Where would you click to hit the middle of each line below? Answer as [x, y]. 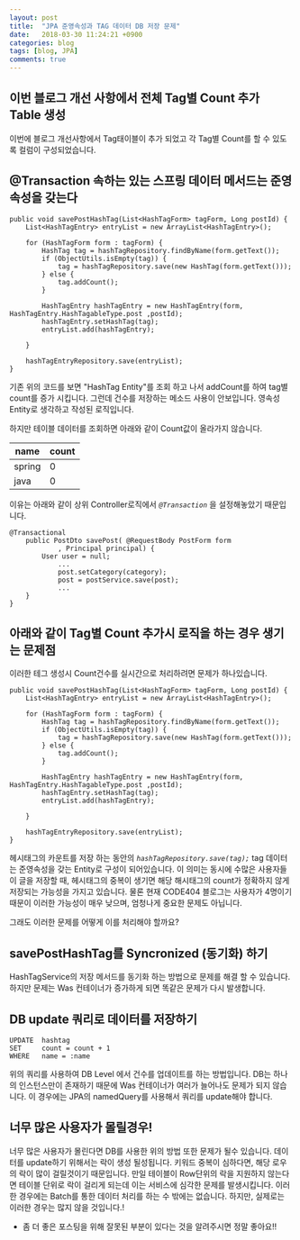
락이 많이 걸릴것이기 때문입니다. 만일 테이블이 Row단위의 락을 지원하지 [142, 1173]
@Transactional [38, 532]
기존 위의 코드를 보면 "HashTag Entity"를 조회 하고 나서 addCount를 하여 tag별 [149, 386]
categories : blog [42, 43]
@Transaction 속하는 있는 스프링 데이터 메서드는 [139, 181]
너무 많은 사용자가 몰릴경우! [81, 1128]
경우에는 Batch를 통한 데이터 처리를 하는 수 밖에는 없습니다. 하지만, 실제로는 [152, 1196]
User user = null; [76, 556]
